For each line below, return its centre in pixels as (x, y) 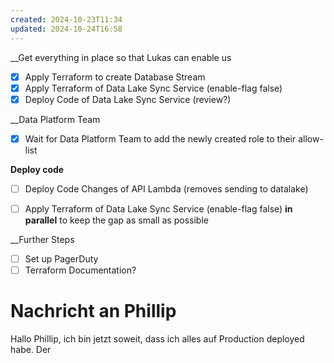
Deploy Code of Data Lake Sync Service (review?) (128, 99)
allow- (311, 138)
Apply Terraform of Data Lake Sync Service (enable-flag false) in (158, 208)
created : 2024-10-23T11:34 (66, 19)
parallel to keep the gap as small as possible (116, 220)
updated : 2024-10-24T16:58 (66, 29)
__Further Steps (42, 239)
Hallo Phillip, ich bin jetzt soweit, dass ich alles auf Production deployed (157, 338)
